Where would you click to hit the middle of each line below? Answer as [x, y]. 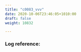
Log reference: [23, 44]
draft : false [18, 18]
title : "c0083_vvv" [25, 9]
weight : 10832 [19, 23]
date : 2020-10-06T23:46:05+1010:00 [41, 14]
